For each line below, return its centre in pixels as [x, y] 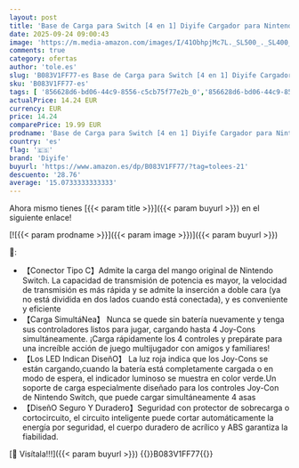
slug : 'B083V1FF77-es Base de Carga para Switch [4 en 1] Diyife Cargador [151, 76]
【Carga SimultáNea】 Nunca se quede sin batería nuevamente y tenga [153, 319]
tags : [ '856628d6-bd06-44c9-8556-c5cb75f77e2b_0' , [107, 92]
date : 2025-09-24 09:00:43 [59, 34]
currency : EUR [36, 109]
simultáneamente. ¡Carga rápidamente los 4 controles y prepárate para [152, 339]
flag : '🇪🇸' [31, 149]
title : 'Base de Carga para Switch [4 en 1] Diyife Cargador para [135, 26]
